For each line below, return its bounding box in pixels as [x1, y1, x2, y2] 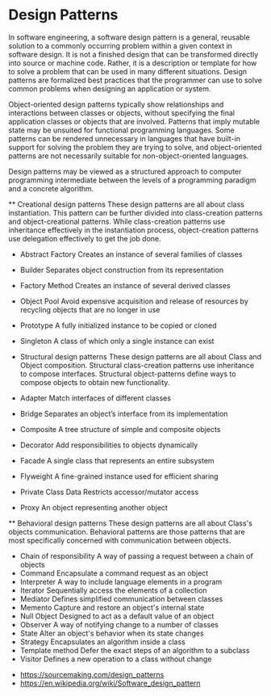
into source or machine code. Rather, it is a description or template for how [8, 58, 257, 68]
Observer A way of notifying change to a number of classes [19, 619, 219, 629]
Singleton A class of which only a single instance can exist [19, 336, 215, 346]
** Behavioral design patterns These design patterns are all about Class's [8, 518, 252, 528]
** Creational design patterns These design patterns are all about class [8, 199, 244, 209]
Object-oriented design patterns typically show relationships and [8, 99, 224, 109]
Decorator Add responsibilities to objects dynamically [19, 440, 198, 450]
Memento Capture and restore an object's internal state [19, 602, 205, 612]
